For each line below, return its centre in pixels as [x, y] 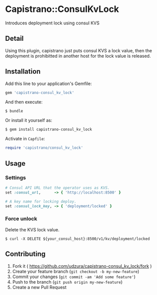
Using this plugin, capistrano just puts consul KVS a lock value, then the [79, 50]
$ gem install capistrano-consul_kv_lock [49, 130]
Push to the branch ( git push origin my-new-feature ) [67, 282]
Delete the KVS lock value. [32, 229]
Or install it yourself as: [29, 120]
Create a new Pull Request [39, 287]
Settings [16, 178]
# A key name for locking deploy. [41, 201]
